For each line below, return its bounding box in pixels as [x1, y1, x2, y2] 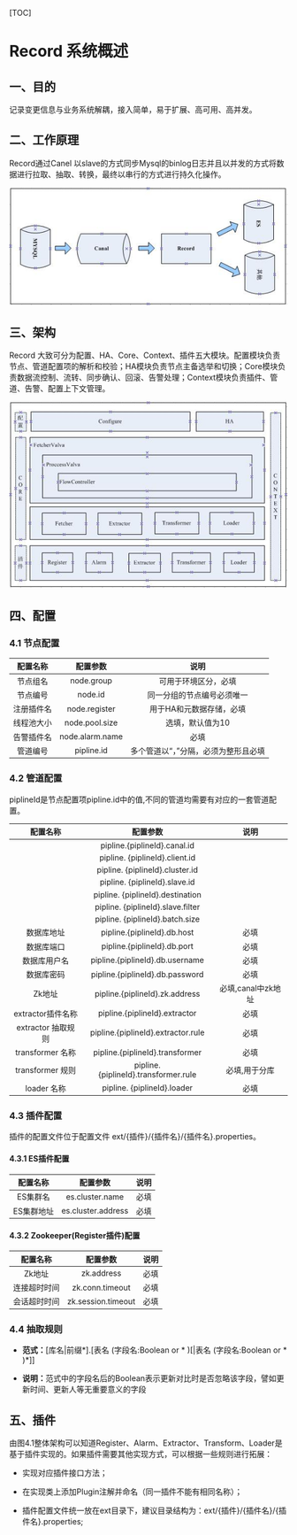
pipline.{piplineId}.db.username [90, 955, 205, 966]
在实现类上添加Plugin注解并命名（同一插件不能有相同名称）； [21, 1486, 243, 1497]
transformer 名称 [15, 1047, 77, 1058]
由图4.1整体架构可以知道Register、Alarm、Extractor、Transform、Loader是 [9, 1438, 283, 1448]
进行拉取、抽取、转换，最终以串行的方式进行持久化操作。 [16, 168, 226, 180]
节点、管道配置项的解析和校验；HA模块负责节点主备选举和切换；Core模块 [9, 361, 278, 372]
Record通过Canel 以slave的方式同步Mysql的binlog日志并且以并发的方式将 [9, 158, 277, 168]
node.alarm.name [59, 731, 124, 742]
